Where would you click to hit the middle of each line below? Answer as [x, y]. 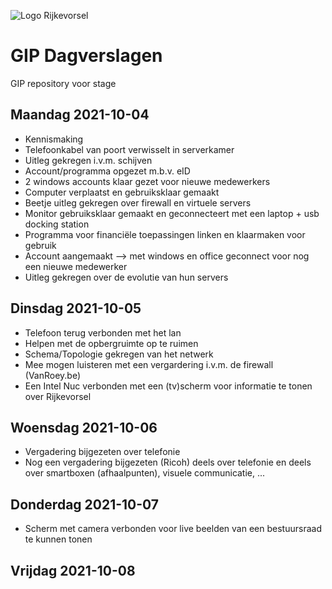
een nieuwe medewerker [76, 266]
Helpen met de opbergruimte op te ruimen [111, 343]
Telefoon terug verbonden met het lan [103, 332]
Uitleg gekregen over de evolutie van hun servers [126, 277]
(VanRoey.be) [53, 375]
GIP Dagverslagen [86, 56]
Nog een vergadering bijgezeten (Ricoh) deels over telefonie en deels [168, 462]
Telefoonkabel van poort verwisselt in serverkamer [129, 149]
